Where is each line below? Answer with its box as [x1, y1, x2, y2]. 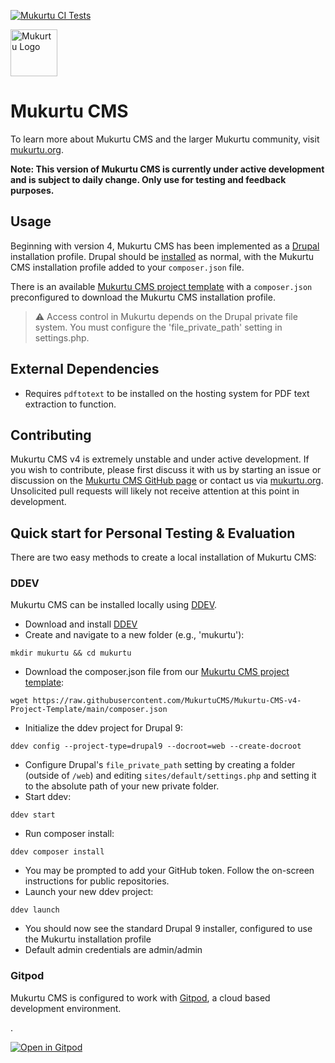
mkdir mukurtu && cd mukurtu [10, 648, 132, 659]
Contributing [10, 426, 92, 444]
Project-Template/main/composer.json [10, 705, 168, 715]
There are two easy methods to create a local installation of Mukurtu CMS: [10, 551, 317, 564]
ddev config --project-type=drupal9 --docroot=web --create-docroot [10, 741, 302, 752]
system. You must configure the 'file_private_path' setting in [34, 321, 283, 333]
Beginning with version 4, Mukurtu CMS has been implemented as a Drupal [10, 240, 320, 252]
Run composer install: [24, 828, 115, 840]
